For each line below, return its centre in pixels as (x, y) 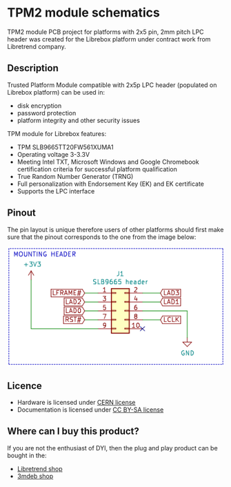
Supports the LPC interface (56, 191)
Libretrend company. (37, 46)
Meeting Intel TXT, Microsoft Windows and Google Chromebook (108, 162)
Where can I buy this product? (73, 431)
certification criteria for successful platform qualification (97, 169)
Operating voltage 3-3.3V (53, 154)
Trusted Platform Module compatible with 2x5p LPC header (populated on (112, 85)
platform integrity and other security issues (78, 120)
